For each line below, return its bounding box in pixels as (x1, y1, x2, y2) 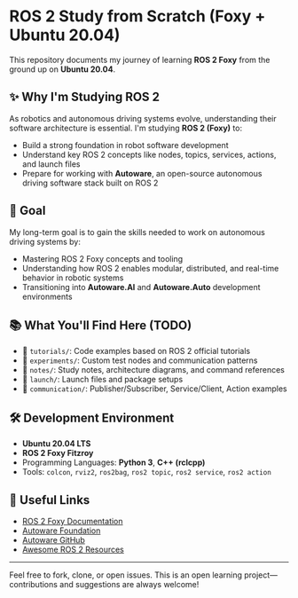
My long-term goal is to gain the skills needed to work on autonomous (9, 226, 266, 237)
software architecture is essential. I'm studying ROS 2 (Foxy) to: (9, 122, 242, 133)
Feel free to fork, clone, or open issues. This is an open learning (9, 570, 242, 580)
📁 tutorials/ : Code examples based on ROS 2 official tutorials (21, 346, 251, 357)
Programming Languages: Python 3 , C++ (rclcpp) (21, 457, 206, 468)
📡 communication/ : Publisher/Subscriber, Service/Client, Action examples (21, 383, 287, 394)
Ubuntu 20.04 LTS (21, 438, 91, 449)
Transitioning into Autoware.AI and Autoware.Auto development (21, 281, 261, 292)
